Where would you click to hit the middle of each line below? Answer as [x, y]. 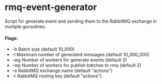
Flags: [11, 38]
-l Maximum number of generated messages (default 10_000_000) [81, 55]
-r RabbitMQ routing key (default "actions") [57, 76]
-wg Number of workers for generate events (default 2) [69, 60]
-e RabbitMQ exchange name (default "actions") [62, 71]
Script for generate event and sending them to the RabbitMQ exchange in [81, 21]
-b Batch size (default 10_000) [43, 49]
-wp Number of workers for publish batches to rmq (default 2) [77, 65]
